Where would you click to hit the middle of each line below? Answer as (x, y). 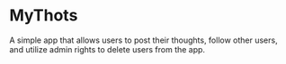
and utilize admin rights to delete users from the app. (107, 49)
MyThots (44, 16)
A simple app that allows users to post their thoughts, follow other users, (143, 40)
